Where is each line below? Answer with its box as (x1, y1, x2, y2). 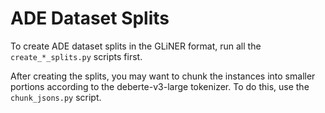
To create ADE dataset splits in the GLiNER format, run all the (10, 40, 262, 52)
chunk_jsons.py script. (10, 91, 102, 103)
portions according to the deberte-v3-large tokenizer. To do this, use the (10, 80, 310, 92)
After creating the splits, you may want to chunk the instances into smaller (10, 70, 316, 82)
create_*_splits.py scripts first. (10, 50, 143, 62)
